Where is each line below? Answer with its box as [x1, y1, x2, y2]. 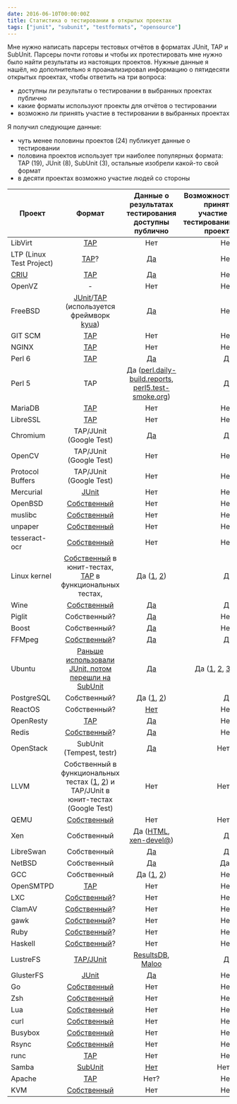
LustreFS [11, 955, 41, 965]
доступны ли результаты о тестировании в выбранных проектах [17, 86, 212, 95]
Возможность [183, 191, 234, 201]
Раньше [77, 646, 104, 656]
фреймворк [70, 310, 111, 320]
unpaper [11, 522, 39, 532]
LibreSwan [11, 847, 47, 857]
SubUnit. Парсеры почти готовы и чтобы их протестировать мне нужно [7, 50, 223, 59]
